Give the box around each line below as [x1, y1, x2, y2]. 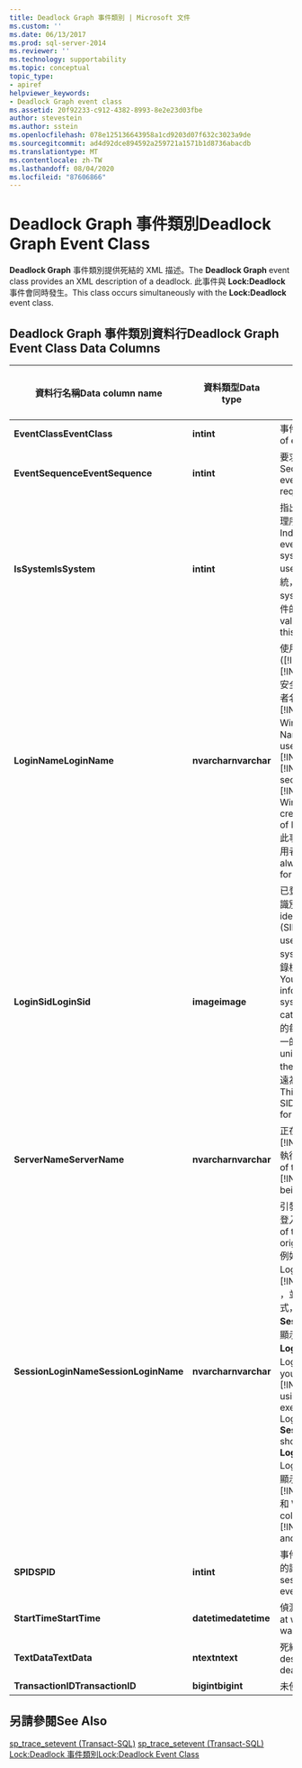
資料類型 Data [203, 381, 261, 393]
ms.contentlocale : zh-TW [9, 155, 102, 165]
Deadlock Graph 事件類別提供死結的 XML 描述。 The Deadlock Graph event [9, 265, 290, 276]
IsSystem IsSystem [13, 563, 96, 575]
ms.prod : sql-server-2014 [9, 38, 106, 48]
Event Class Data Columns [9, 340, 161, 356]
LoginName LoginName [13, 755, 114, 766]
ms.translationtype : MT [9, 147, 99, 156]
